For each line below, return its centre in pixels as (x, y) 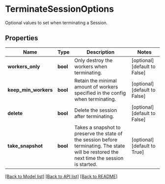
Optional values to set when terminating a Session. (56, 23)
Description (100, 52)
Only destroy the (94, 60)
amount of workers (96, 87)
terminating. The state (100, 146)
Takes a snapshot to (97, 127)
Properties (22, 38)
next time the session (99, 158)
